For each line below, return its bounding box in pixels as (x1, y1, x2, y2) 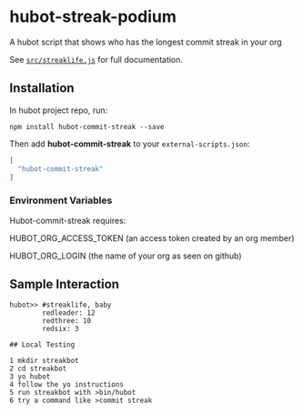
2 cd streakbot (9, 364, 67, 374)
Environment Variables (9, 194, 113, 207)
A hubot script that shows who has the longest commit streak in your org (9, 36, 282, 47)
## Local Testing (9, 340, 76, 349)
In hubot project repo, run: (9, 105, 108, 116)
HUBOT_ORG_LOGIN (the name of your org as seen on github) (9, 250, 243, 261)
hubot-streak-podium (9, 6, 177, 27)
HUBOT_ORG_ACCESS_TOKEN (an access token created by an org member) (9, 232, 295, 243)
